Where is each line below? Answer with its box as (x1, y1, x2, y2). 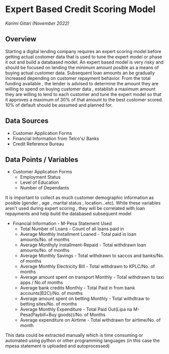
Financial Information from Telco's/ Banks (12, 135, 99, 141)
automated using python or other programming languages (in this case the (5, 337, 160, 344)
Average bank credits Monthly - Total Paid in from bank (20, 285, 135, 291)
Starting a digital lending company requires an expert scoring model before (5, 48, 161, 54)
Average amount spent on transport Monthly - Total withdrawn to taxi (20, 274, 164, 280)
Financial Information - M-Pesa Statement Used (12, 221, 112, 227)
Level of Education (20, 179, 59, 185)
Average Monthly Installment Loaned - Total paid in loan (20, 231, 137, 237)
